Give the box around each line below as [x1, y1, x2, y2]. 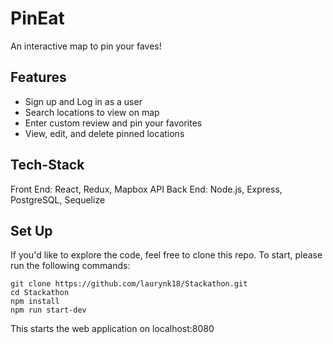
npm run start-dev [10, 305, 87, 316]
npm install [10, 297, 60, 307]
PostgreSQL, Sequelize [10, 193, 106, 206]
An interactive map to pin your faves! [10, 40, 162, 52]
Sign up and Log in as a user [24, 95, 143, 107]
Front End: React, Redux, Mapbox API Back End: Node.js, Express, [10, 183, 283, 195]
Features [10, 69, 67, 86]
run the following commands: [10, 260, 131, 272]
